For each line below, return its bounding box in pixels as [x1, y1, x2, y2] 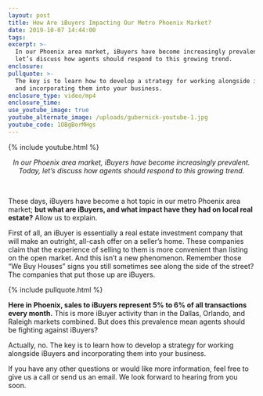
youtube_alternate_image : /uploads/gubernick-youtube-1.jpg [8, 114, 209, 122]
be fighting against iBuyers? [8, 325, 99, 334]
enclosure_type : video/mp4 [8, 92, 96, 100]
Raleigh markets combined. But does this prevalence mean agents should [8, 317, 245, 326]
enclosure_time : [8, 99, 61, 107]
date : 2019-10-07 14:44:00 [8, 26, 96, 34]
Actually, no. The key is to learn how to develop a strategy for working [8, 340, 234, 350]
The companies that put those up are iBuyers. [8, 270, 156, 279]
